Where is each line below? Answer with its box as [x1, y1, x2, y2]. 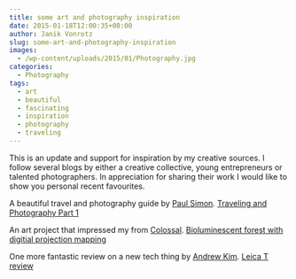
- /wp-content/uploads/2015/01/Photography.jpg [17, 54, 197, 63]
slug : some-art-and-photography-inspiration [9, 37, 176, 47]
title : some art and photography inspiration [9, 12, 180, 22]
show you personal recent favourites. [9, 181, 145, 191]
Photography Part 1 [9, 207, 80, 218]
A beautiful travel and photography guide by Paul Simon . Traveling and [9, 198, 268, 208]
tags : [9, 79, 29, 88]
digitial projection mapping [9, 234, 106, 244]
